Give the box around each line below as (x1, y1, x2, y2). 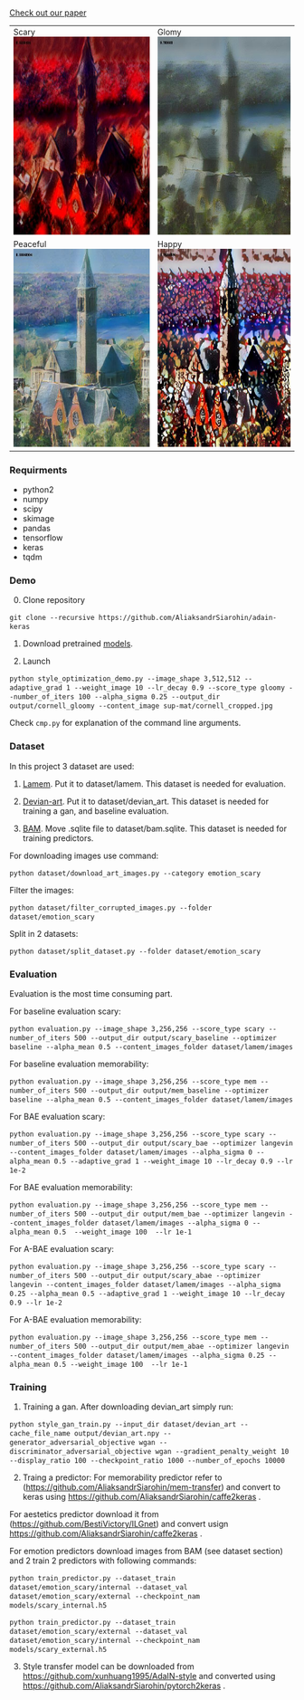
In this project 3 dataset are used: (9, 760, 135, 771)
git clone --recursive (9, 614, 95, 623)
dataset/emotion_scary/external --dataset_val (9, 1628, 188, 1637)
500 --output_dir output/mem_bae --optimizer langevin (73, 1209, 285, 1218)
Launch (22, 655, 52, 667)
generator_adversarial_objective (9, 1438, 136, 1447)
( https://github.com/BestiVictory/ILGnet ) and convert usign (9, 1519, 229, 1530)
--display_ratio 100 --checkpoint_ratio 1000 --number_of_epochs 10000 (9, 1456, 285, 1466)
